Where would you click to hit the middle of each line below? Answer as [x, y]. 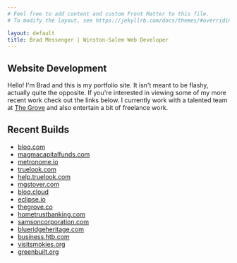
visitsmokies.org [41, 244]
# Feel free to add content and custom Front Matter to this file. [109, 14]
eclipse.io [31, 199]
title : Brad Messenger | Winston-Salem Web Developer [88, 39]
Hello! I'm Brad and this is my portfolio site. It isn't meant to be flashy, [108, 85]
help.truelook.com [44, 176]
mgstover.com [38, 184]
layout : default [31, 33]
